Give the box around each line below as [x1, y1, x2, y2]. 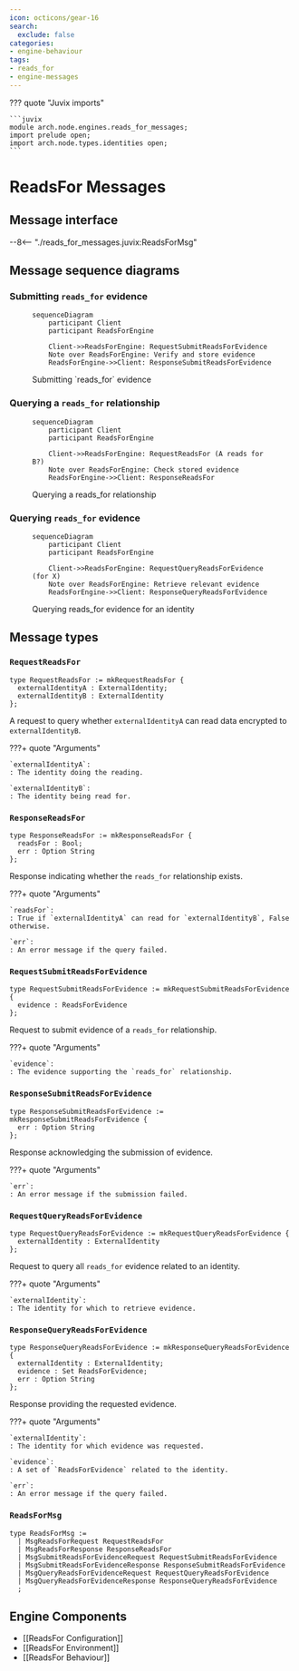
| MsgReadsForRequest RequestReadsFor [17, 1537, 165, 1546]
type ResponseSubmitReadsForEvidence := [9, 1107, 165, 1116]
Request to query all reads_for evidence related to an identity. [9, 1260, 241, 1271]
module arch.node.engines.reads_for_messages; [9, 122, 188, 132]
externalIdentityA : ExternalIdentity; [17, 683, 169, 692]
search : [9, 22, 39, 31]
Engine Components [9, 1608, 127, 1624]
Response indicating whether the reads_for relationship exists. [9, 871, 243, 882]
